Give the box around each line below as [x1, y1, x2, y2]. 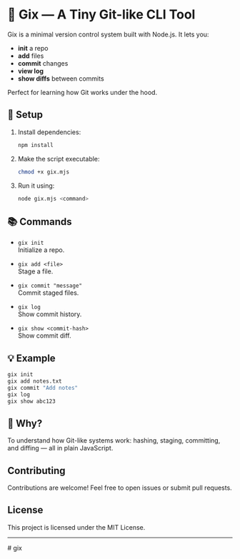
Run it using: [17, 181, 55, 190]
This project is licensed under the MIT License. [7, 523, 146, 531]
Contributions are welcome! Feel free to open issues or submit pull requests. [7, 483, 232, 492]
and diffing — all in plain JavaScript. [7, 444, 114, 453]
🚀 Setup [7, 109, 44, 121]
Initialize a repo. [17, 246, 65, 254]
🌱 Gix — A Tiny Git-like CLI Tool [7, 6, 196, 23]
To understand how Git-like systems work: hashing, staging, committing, [7, 436, 221, 445]
